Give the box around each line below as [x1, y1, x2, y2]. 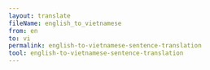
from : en [8, 27, 38, 35]
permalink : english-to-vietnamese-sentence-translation [8, 42, 202, 50]
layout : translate [8, 11, 71, 20]
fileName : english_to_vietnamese [8, 19, 122, 27]
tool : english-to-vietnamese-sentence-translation [8, 49, 184, 57]
